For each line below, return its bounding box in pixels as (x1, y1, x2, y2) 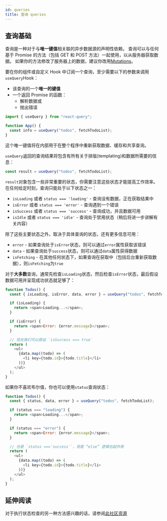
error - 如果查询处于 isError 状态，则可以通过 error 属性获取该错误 (12, 241, 147, 247)
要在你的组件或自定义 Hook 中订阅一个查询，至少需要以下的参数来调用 (5, 69, 149, 75)
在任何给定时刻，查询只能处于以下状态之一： (5, 185, 97, 191)
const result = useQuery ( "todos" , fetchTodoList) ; (5, 169, 112, 174)
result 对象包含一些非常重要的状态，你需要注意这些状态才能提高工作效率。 (5, 178, 158, 184)
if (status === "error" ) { (9, 426, 66, 431)
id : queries (5, 7, 30, 12)
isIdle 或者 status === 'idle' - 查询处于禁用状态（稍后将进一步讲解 (12, 214, 154, 220)
